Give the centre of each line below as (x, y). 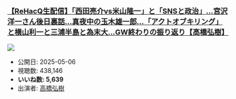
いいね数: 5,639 (40, 79)
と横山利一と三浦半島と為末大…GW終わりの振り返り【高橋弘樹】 (118, 32)
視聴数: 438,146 (40, 71)
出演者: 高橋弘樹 (41, 88)
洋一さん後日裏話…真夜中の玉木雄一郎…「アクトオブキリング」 (115, 21)
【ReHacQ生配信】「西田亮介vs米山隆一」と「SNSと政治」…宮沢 (118, 11)
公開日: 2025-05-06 (46, 62)
